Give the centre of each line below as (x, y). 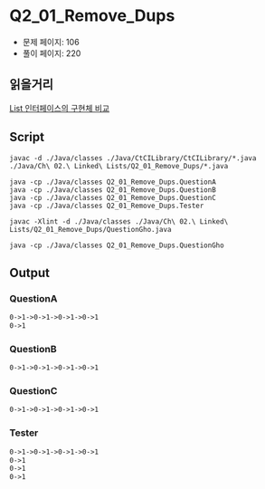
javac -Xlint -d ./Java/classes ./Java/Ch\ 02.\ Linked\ (119, 221)
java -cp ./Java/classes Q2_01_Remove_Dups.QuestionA (113, 182)
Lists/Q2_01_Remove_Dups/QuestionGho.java (90, 229)
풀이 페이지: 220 (52, 53)
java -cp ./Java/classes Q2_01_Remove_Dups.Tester (107, 206)
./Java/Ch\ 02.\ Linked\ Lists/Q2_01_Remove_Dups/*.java (119, 166)
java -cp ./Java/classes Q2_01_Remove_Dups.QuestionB (113, 190)
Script (27, 137)
